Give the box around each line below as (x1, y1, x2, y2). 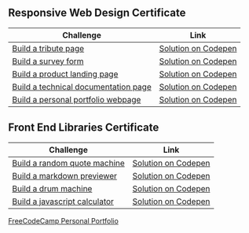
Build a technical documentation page (12, 81, 152, 92)
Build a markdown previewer (12, 170, 118, 181)
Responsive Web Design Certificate (8, 6, 186, 20)
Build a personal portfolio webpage (12, 94, 141, 105)
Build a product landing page (12, 68, 119, 80)
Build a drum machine (12, 183, 93, 194)
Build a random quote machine (12, 157, 126, 168)
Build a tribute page (12, 43, 85, 54)
